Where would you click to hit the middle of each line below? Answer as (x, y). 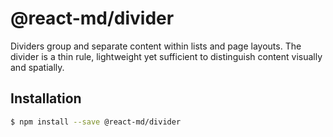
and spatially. (37, 67)
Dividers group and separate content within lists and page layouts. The (156, 46)
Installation (46, 98)
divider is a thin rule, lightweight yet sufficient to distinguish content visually (166, 56)
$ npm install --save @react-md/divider (96, 122)
